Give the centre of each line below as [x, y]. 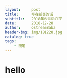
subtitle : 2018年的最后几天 [33, 19]
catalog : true [20, 37]
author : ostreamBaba [30, 28]
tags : [11, 41]
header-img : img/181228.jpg [34, 32]
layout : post [23, 10]
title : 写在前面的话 [29, 14]
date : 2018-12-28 [29, 23]
